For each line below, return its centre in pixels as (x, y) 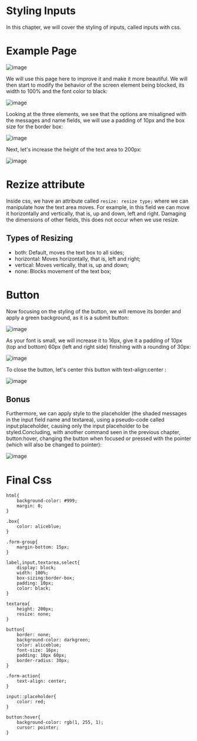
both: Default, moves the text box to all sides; (69, 252)
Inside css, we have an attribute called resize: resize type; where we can (97, 201)
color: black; (34, 588)
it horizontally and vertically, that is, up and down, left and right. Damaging (96, 213)
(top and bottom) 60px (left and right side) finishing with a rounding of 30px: (98, 346)
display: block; (37, 568)
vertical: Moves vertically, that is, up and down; (72, 265)
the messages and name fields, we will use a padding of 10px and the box (96, 120)
